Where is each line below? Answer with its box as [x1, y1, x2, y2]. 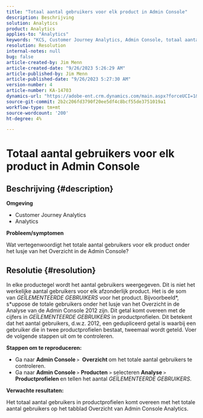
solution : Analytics [6, 20, 59, 26]
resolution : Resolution [6, 43, 66, 49]
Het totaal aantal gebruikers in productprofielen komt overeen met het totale [6, 399, 196, 406]
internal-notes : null [6, 48, 61, 54]
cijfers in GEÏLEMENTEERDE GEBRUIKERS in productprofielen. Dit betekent [6, 313, 193, 321]
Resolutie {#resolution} [6, 265, 96, 275]
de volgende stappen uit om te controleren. [6, 333, 114, 340]
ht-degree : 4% [6, 115, 42, 121]
